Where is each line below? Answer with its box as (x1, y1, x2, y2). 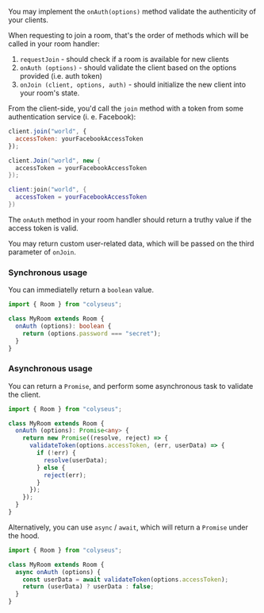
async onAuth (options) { (15, 568, 101, 576)
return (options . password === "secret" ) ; (22, 329, 161, 337)
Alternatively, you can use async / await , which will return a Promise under (8, 522, 248, 532)
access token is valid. (8, 223, 79, 233)
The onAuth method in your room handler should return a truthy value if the (8, 215, 252, 224)
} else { (36, 464, 66, 471)
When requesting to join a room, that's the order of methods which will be (8, 31, 249, 40)
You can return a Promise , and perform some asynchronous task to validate (8, 381, 254, 390)
